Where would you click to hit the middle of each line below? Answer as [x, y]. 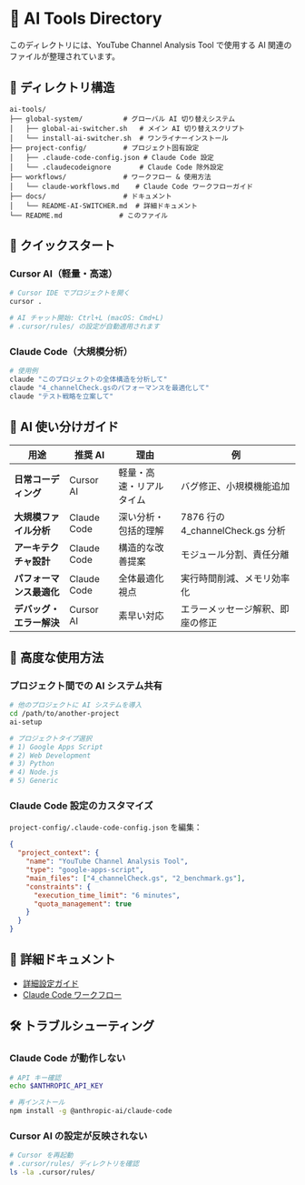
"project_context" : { [59, 853]
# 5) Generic [34, 781]
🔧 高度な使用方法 [57, 657]
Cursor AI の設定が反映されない [79, 1136]
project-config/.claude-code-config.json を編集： [106, 828]
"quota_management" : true [82, 904]
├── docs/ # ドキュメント [91, 196]
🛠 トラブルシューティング [82, 1026]
